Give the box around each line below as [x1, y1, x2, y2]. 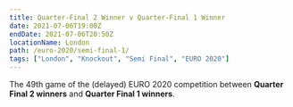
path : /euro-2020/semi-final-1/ [9, 46, 130, 55]
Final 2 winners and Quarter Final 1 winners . [9, 88, 176, 99]
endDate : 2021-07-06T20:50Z [9, 29, 114, 38]
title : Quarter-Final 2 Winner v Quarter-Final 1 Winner [9, 12, 226, 22]
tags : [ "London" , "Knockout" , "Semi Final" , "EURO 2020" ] [9, 54, 230, 63]
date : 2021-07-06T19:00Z [9, 21, 102, 30]
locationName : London [9, 37, 90, 47]
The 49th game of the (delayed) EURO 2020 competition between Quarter [9, 79, 284, 89]
